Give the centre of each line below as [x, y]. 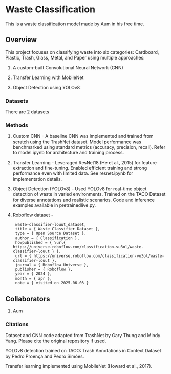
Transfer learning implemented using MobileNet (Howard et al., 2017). [79, 366]
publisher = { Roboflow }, [44, 270]
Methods [17, 125]
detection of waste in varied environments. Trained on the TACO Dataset [89, 194]
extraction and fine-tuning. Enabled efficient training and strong [80, 168]
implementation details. [37, 179]
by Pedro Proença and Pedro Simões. [45, 356]
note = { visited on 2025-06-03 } [52, 283]
